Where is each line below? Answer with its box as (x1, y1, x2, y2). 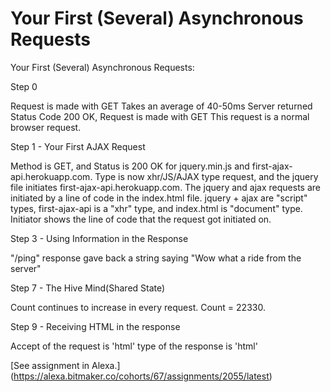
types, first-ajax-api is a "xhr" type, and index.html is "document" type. (10, 202, 303, 214)
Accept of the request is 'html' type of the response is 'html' (10, 340, 258, 352)
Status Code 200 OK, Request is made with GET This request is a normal (10, 110, 310, 122)
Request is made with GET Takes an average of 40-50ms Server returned (10, 100, 313, 112)
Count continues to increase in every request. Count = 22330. (10, 301, 266, 313)
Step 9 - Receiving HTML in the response (10, 320, 181, 332)
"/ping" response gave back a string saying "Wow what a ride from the (10, 252, 302, 264)
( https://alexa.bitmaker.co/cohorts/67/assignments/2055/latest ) (10, 370, 273, 382)
